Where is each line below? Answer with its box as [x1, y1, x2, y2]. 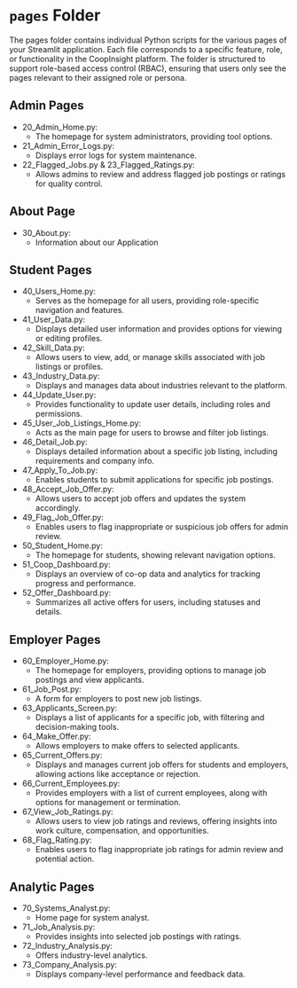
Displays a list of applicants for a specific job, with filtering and [35, 712, 265, 723]
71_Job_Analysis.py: [21, 921, 96, 932]
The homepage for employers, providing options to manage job [35, 665, 267, 676]
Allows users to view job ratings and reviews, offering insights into [35, 816, 277, 827]
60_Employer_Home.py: [21, 655, 109, 666]
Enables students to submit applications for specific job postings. [35, 474, 274, 485]
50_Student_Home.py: [21, 540, 104, 551]
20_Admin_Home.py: [21, 122, 98, 132]
